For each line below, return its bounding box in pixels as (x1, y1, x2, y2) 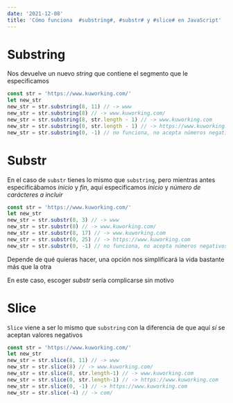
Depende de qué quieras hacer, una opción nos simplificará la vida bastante (7, 255, 225, 263)
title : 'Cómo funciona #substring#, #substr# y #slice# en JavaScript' (7, 17, 222, 24)
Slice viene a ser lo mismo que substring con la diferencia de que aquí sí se (7, 323, 225, 331)
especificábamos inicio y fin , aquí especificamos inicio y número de (7, 183, 201, 191)
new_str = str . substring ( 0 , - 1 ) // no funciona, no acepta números (7, 129, 207, 136)
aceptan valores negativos (7, 331, 83, 339)
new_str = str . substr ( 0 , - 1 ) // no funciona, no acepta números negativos (7, 242, 228, 249)
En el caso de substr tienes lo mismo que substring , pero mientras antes (7, 175, 216, 184)
